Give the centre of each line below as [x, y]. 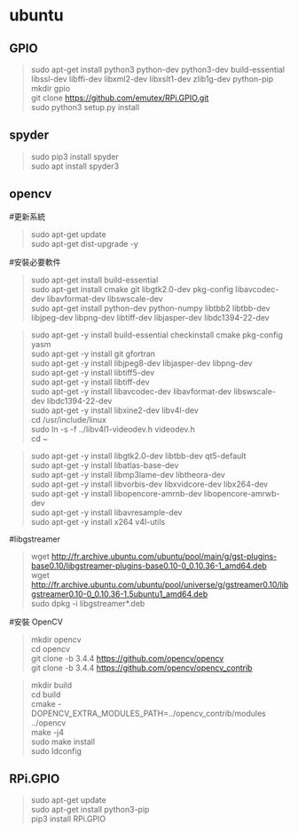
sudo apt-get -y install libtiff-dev [90, 382]
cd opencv [51, 648]
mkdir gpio [51, 88]
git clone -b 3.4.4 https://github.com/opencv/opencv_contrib [141, 668]
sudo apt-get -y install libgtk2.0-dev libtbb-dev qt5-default [138, 456]
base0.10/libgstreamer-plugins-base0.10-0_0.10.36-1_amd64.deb [149, 566]
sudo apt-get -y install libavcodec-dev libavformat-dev [131, 391]
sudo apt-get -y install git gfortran [93, 353]
